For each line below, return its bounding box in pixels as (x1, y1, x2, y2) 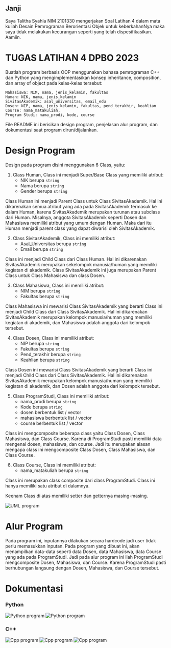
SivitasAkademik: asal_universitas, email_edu (5, 99, 106, 104)
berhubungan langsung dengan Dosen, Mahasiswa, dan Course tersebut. (5, 564, 160, 571)
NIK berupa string (20, 177, 60, 183)
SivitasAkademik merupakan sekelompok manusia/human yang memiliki (5, 261, 157, 267)
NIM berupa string (20, 287, 61, 294)
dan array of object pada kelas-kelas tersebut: (5, 80, 103, 86)
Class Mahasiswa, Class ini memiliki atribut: (12, 282, 105, 288)
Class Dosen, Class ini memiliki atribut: (12, 335, 94, 341)
